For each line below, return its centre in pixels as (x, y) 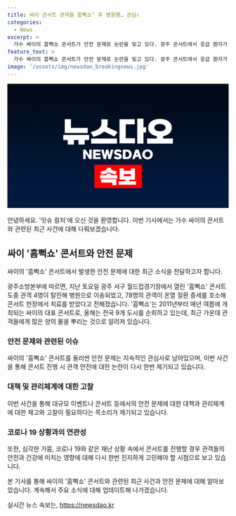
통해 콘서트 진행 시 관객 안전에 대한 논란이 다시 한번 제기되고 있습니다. (110, 367)
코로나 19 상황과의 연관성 (47, 432)
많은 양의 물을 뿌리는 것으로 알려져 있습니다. (91, 322)
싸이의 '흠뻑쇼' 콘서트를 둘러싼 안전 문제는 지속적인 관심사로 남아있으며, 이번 (111, 358)
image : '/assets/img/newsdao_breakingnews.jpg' (78, 67)
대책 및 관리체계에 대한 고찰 (51, 387)
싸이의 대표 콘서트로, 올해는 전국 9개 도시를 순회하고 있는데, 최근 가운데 (123, 313)
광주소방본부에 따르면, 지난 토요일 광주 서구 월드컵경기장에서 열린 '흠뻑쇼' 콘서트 (117, 286)
